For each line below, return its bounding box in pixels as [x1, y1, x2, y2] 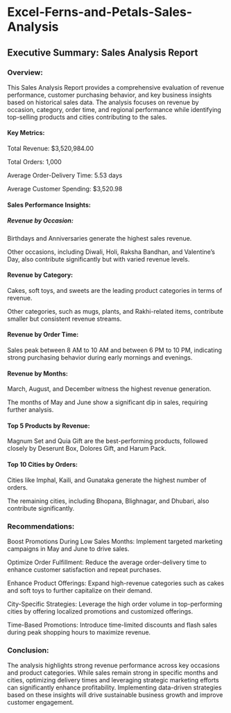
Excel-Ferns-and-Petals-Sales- [7, 4, 193, 20]
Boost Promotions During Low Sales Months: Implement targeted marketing [7, 537, 223, 545]
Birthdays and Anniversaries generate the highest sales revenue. [7, 234, 192, 242]
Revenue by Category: [7, 271, 74, 279]
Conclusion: [7, 645, 49, 655]
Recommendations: [7, 521, 75, 531]
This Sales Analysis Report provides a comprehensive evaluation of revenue [7, 83, 224, 91]
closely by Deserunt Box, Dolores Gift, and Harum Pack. [7, 444, 166, 453]
